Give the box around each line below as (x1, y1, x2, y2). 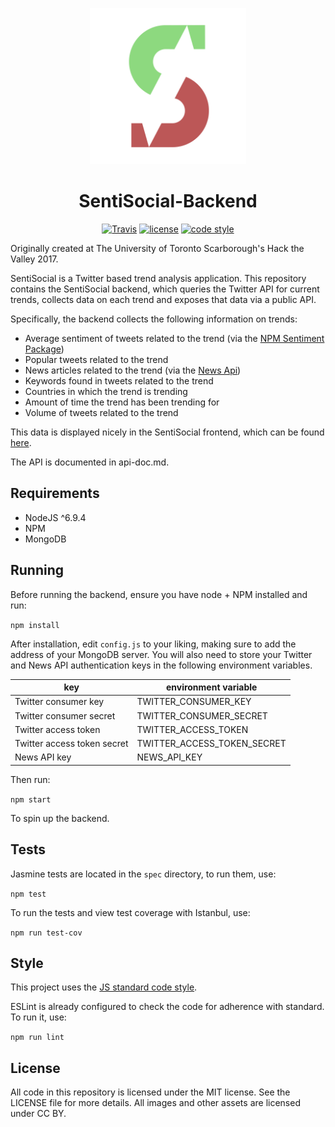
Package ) (24, 343, 65, 355)
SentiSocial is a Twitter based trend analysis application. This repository (10, 272, 307, 284)
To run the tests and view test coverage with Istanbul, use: (10, 906, 251, 918)
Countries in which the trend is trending (24, 385, 188, 397)
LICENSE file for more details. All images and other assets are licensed (10, 1097, 301, 1109)
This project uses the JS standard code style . (10, 981, 198, 993)
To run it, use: (10, 1011, 67, 1023)
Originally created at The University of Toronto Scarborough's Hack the (10, 242, 305, 254)
